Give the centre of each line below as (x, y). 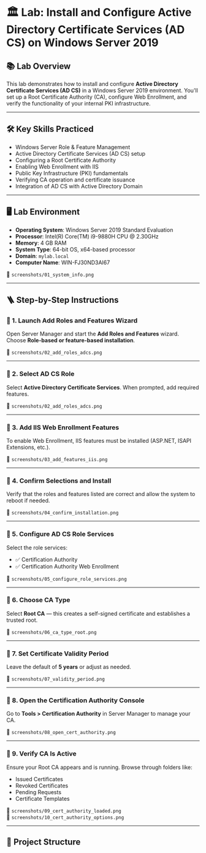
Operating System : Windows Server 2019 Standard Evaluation (94, 230)
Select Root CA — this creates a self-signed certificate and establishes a (98, 613)
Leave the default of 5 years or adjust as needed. (69, 667)
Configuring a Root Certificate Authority (66, 160)
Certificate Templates (42, 798)
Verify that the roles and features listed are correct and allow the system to (101, 494)
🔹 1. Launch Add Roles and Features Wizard (72, 320)
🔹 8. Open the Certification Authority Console (76, 700)
